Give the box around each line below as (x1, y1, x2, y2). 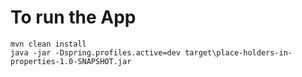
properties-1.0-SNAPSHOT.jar (10, 56, 132, 66)
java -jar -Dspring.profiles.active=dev (10, 47, 182, 58)
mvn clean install (10, 39, 87, 49)
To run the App (10, 6, 137, 29)
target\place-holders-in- (184, 47, 293, 58)
